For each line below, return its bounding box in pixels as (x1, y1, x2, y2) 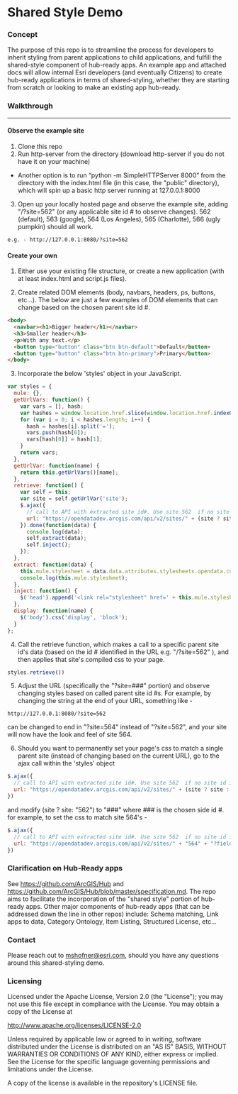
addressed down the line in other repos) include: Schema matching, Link (7, 910, 219, 918)
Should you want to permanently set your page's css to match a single (17, 744, 224, 753)
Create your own (7, 251, 58, 260)
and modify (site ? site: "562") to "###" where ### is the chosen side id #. (7, 805, 225, 814)
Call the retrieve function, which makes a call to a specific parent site (17, 640, 220, 648)
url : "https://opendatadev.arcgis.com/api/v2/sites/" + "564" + (13, 840, 208, 847)
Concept (7, 30, 38, 40)
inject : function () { (13, 587, 78, 595)
